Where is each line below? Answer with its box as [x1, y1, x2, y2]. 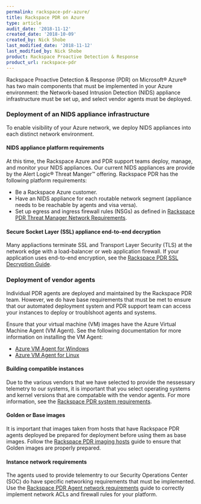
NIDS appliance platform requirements [6, 144, 104, 152]
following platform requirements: [6, 177, 87, 184]
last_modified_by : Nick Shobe [6, 48, 82, 54]
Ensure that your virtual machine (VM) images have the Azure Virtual [6, 321, 176, 328]
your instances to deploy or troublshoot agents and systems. [6, 308, 157, 316]
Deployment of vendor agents [6, 276, 96, 284]
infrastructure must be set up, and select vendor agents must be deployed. [6, 95, 192, 103]
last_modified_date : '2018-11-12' [6, 43, 93, 49]
